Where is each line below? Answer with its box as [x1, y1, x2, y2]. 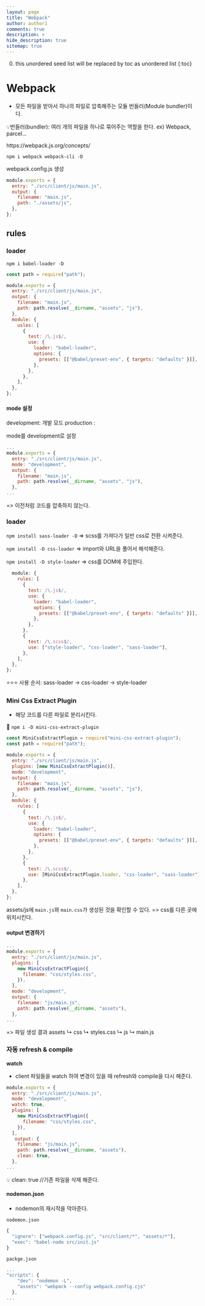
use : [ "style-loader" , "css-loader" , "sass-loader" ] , [28, 644, 168, 651]
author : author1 [6, 20, 48, 26]
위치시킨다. [6, 913, 33, 921]
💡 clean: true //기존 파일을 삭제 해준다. [6, 1176, 99, 1183]
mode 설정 [6, 405, 32, 412]
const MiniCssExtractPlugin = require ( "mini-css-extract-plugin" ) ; [6, 735, 182, 741]
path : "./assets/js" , [17, 200, 72, 206]
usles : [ [17, 322, 40, 328]
